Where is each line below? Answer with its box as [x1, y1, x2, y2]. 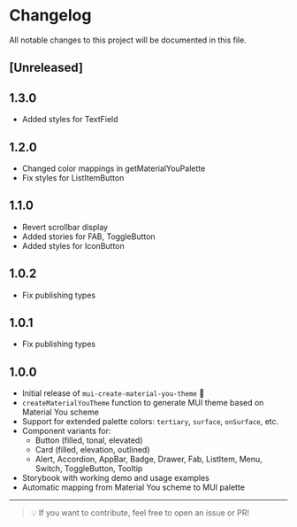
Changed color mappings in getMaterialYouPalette [21, 163, 206, 174]
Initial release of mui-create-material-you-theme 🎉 [21, 388, 205, 399]
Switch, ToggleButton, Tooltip [34, 463, 143, 474]
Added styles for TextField [21, 114, 118, 125]
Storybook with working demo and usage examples [21, 473, 209, 484]
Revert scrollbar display [21, 221, 109, 232]
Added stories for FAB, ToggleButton [21, 231, 156, 242]
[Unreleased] [9, 60, 84, 75]
